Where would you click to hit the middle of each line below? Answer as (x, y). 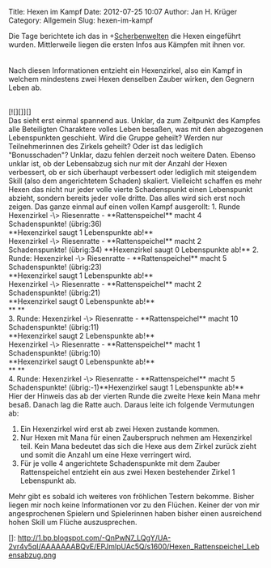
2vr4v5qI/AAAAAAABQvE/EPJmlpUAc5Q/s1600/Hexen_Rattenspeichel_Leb (134, 547)
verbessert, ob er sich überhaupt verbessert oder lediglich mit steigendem (133, 172)
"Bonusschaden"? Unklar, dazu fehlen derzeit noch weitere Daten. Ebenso (132, 155)
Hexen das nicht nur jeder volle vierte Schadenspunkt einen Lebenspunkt (131, 189)
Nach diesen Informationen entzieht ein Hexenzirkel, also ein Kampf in (125, 70)
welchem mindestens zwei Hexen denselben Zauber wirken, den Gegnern (131, 79)
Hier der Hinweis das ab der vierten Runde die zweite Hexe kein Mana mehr (134, 396)
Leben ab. (25, 88)
